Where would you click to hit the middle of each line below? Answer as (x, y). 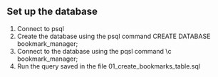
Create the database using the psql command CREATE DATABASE (114, 36)
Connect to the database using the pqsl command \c (94, 51)
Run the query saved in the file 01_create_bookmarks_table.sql (109, 66)
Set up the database (52, 12)
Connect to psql (41, 28)
